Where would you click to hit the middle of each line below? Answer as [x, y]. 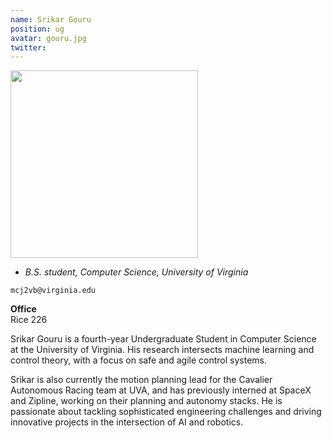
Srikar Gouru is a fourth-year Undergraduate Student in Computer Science [163, 339]
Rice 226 [29, 320]
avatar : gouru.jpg [48, 38]
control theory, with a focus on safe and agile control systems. [138, 360]
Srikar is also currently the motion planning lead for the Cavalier [141, 380]
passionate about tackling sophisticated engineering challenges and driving [166, 412]
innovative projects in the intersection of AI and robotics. [127, 422]
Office [23, 309]
